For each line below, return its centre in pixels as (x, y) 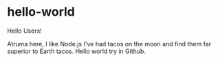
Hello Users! (25, 31)
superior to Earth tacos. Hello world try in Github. (77, 51)
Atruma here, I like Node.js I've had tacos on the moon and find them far (109, 44)
